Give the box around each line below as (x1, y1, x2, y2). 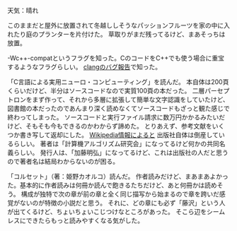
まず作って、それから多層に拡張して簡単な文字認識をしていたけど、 (31, 95, 230, 104)
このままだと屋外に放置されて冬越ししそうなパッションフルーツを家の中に (7, 21, 224, 30)
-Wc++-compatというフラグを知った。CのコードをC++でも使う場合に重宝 (7, 54, 225, 62)
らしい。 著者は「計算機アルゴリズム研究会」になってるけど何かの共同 (13, 140, 219, 148)
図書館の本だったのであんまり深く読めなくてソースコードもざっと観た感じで (7, 105, 230, 112)
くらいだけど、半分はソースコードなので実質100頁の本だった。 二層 (7, 87, 205, 95)
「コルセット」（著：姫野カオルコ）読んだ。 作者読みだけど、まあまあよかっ (7, 172, 229, 180)
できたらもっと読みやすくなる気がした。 (25, 216, 144, 225)
